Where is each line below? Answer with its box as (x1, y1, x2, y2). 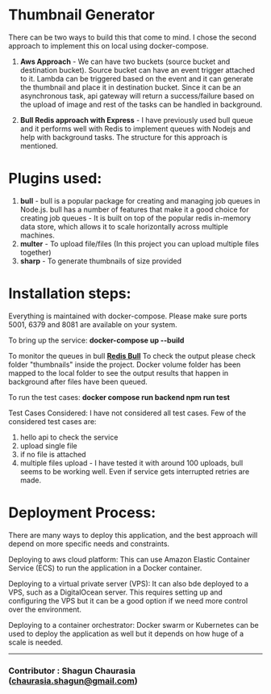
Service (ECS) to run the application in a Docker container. (8, 563, 202, 573)
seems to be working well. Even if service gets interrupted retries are (19, 466, 250, 476)
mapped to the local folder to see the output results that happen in (8, 368, 229, 377)
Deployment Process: (8, 503, 156, 522)
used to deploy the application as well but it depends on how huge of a (8, 629, 244, 638)
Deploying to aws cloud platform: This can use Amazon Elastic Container (8, 554, 250, 564)
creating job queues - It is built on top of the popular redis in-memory (19, 212, 252, 223)
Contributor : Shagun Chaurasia (8, 665, 135, 676)
